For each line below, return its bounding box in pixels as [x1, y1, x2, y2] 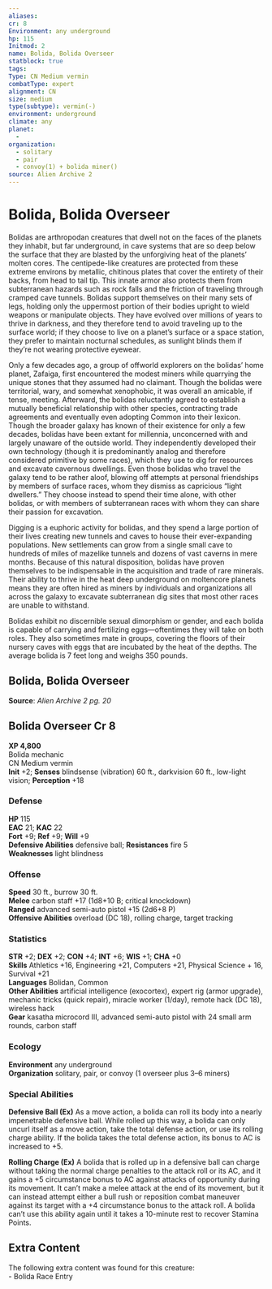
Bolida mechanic [8, 749, 64, 759]
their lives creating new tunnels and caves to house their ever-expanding [8, 531, 253, 541]
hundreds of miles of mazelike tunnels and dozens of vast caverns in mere [8, 548, 258, 558]
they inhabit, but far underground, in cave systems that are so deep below [8, 240, 256, 250]
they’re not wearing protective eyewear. [8, 344, 141, 354]
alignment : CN [8, 87, 57, 96]
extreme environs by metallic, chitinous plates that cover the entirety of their [8, 266, 264, 276]
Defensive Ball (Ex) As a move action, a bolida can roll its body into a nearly [8, 1107, 262, 1117]
